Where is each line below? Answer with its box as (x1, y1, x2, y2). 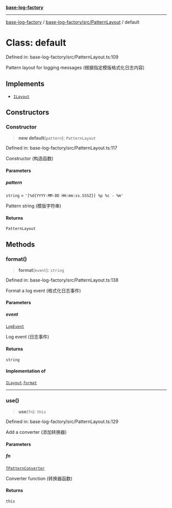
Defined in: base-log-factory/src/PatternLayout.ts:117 (6, 145, 117, 151)
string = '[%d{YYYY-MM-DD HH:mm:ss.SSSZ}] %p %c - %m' (6, 192, 124, 198)
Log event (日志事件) (6, 334, 50, 340)
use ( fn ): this (18, 409, 46, 415)
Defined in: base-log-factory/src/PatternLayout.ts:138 (6, 277, 119, 283)
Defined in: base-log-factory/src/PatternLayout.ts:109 (6, 54, 119, 60)
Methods (6, 240, 35, 249)
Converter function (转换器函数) (6, 475, 73, 481)
